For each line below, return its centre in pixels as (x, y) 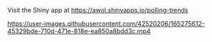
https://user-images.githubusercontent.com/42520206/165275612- (106, 23)
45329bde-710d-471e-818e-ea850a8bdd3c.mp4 (79, 31)
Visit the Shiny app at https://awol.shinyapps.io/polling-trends (98, 10)
